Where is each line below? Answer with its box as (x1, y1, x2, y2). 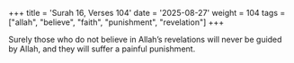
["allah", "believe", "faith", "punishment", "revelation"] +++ (8, 17, 225, 28)
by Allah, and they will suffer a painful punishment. (8, 43, 196, 54)
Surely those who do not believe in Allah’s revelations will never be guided (8, 35, 282, 44)
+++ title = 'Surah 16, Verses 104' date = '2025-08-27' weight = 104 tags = (8, 8, 286, 18)
